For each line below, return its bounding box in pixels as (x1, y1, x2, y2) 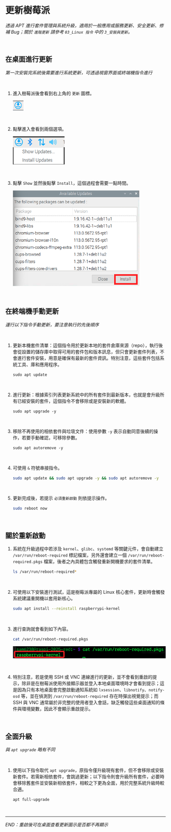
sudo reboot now (12, 506, 47, 511)
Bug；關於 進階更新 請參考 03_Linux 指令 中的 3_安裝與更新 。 (11, 29, 133, 35)
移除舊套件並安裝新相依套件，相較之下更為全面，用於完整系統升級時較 (17, 780, 164, 786)
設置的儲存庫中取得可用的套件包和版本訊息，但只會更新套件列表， (21, 348, 160, 354)
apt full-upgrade (12, 797, 50, 802)
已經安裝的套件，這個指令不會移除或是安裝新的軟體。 (17, 398, 129, 404)
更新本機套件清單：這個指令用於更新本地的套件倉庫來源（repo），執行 (12, 342, 159, 348)
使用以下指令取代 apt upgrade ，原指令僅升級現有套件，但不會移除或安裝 (12, 767, 164, 773)
